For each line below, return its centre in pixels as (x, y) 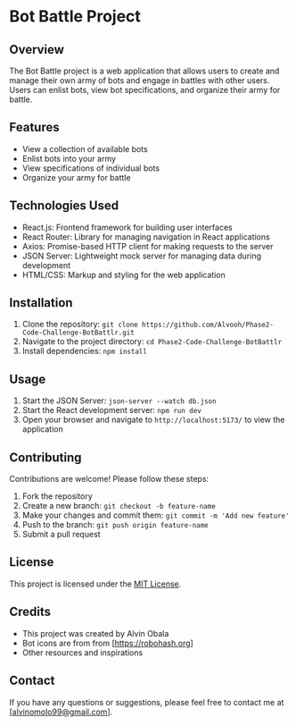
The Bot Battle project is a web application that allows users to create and (144, 71)
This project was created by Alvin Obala (95, 633)
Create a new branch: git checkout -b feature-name (119, 506)
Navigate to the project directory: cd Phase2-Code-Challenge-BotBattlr (152, 342)
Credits (30, 612)
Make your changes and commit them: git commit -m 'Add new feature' (156, 515)
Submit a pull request (61, 535)
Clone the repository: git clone (80, 325)
